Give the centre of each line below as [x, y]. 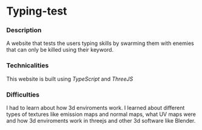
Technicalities [28, 66]
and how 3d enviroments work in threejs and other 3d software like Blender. [101, 121]
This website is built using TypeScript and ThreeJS [70, 79]
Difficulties [23, 94]
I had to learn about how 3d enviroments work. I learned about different [96, 108]
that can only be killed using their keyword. [60, 50]
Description [24, 30]
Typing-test [37, 11]
